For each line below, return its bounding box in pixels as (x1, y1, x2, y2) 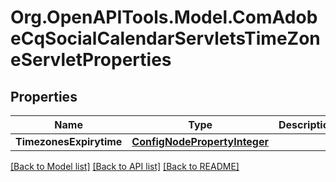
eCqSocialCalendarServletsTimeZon (10, 27, 321, 50)
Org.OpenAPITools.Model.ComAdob (10, 6, 318, 29)
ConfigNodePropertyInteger (131, 135, 270, 148)
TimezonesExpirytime (15, 135, 123, 148)
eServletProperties (10, 49, 172, 71)
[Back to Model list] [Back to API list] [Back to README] (10, 161, 240, 172)
